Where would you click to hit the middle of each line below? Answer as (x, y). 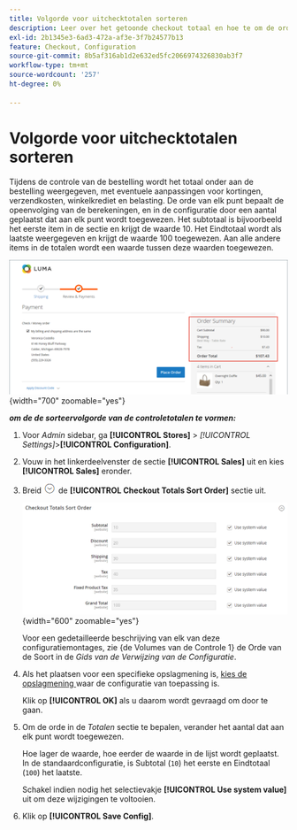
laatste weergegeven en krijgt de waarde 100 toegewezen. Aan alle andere (145, 238)
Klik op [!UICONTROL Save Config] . (88, 816)
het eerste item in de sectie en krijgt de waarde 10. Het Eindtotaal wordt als (145, 228)
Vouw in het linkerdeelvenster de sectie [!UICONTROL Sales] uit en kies (153, 461)
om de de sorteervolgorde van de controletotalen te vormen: (123, 418)
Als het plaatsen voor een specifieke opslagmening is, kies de (134, 673)
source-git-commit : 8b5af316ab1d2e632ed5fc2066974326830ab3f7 (126, 56)
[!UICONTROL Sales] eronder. (77, 471)
